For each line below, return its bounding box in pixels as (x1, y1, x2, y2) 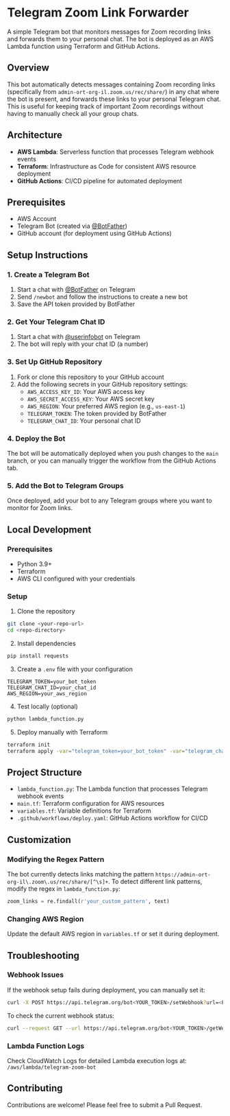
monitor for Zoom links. (7, 504, 73, 512)
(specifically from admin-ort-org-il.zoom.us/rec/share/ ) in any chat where (7, 87, 220, 95)
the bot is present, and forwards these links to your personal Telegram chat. (7, 95, 221, 103)
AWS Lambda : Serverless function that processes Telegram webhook (16, 148, 214, 156)
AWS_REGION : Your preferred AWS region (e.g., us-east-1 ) (27, 402, 186, 410)
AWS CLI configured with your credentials (16, 574, 136, 583)
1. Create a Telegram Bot (7, 270, 90, 279)
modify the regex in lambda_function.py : (7, 884, 121, 893)
